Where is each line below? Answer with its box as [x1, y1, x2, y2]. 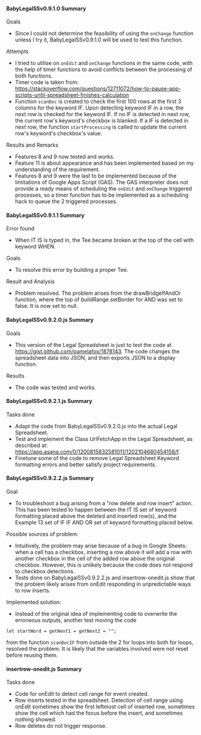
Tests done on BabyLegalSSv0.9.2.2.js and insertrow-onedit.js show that [14, 574, 195, 582]
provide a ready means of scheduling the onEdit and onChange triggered [14, 185, 192, 192]
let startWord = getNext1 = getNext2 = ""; [6, 629, 117, 635]
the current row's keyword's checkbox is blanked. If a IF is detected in [14, 117, 189, 125]
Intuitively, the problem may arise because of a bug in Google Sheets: [14, 542, 187, 550]
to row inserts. [14, 587, 51, 594]
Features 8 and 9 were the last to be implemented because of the [14, 172, 177, 180]
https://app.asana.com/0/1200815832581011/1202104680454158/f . [14, 448, 181, 455]
